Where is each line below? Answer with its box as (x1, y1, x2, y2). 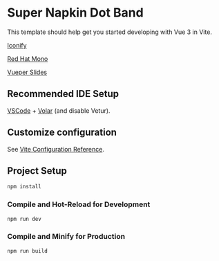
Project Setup (7, 165, 68, 177)
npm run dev (7, 215, 41, 222)
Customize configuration (7, 127, 117, 138)
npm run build (7, 247, 48, 254)
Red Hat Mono (7, 54, 48, 63)
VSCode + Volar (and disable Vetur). (7, 106, 111, 115)
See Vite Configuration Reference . (7, 145, 105, 153)
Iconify (7, 41, 27, 49)
